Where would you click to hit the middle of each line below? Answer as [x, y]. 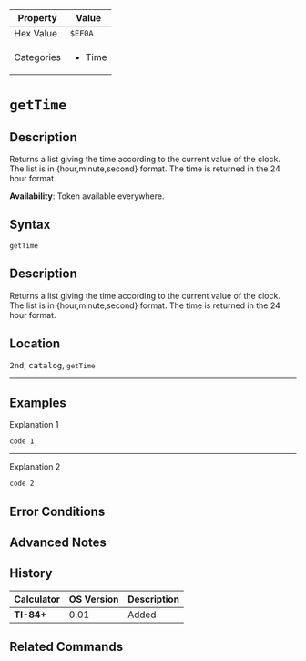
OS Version [94, 599]
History [31, 573]
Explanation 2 [35, 467]
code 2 [22, 484]
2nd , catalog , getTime [52, 366]
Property [37, 18]
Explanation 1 [34, 425]
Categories [38, 57]
